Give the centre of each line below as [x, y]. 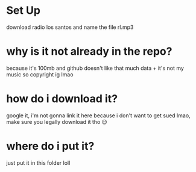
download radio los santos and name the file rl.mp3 [70, 27]
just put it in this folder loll [38, 162]
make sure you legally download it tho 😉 [57, 121]
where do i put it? [50, 146]
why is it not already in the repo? [89, 51]
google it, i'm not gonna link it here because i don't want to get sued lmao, [99, 115]
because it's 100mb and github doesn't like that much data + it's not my [95, 68]
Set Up [24, 11]
